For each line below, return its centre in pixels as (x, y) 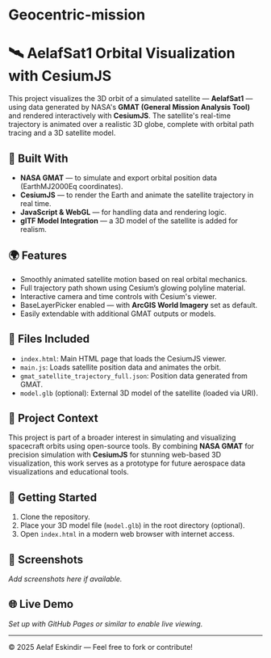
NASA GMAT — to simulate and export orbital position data (119, 177)
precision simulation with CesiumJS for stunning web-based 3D (115, 455)
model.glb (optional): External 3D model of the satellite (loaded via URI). (139, 393)
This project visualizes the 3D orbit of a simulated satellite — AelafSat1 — (131, 99)
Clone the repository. (55, 517)
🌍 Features (38, 256)
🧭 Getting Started (53, 498)
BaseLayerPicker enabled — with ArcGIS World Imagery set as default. (139, 305)
